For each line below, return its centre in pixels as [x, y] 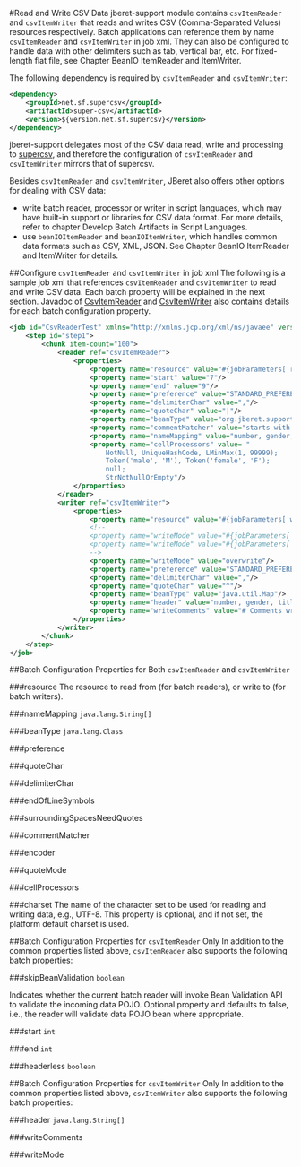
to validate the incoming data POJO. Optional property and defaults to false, [149, 1005]
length [21, 61]
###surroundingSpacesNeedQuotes [76, 818]
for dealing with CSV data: [58, 191]
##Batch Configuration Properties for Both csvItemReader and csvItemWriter [150, 670]
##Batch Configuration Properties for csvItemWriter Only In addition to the [146, 1084]
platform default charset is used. [69, 924]
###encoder [32, 853]
